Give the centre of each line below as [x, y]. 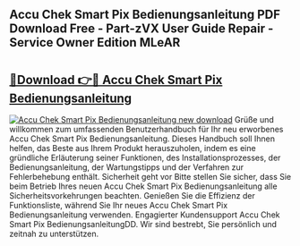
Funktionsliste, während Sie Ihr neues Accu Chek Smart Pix [119, 205]
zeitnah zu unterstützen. [54, 233]
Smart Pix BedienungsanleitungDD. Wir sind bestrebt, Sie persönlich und [143, 224]
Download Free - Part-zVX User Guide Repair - [141, 29]
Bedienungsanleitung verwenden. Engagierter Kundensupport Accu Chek [145, 215]
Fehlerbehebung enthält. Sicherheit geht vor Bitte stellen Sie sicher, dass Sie [150, 177]
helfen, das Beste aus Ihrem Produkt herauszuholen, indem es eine [133, 148]
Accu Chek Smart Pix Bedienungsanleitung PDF [145, 15]
